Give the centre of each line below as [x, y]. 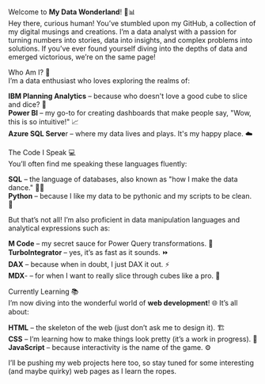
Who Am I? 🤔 [29, 72]
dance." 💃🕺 [26, 188]
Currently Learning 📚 [44, 291]
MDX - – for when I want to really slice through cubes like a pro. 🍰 [114, 276]
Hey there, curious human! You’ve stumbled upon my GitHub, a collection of [132, 23]
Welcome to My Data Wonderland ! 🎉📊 [72, 12]
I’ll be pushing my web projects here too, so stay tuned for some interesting [131, 363]
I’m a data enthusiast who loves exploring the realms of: [99, 81]
